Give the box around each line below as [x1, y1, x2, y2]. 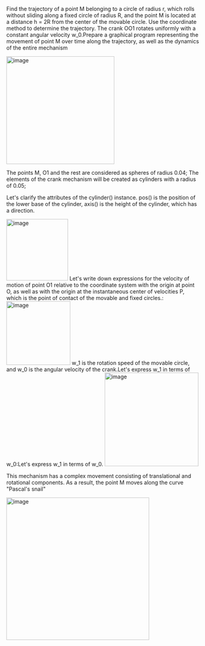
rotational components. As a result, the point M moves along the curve [6, 479, 184, 486]
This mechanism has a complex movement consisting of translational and [6, 472, 192, 479]
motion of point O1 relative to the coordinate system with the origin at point [6, 281, 195, 288]
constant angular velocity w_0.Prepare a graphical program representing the [6, 31, 199, 39]
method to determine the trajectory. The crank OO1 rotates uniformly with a [6, 24, 196, 32]
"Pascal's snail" [6, 485, 46, 493]
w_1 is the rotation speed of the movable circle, [71, 359, 190, 366]
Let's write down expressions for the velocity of [69, 275, 190, 282]
